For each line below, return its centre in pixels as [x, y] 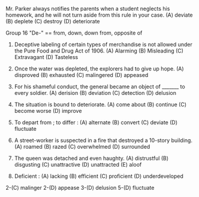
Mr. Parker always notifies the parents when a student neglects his [88, 9]
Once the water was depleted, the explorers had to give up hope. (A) [99, 69]
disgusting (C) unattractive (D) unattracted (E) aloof [78, 164]
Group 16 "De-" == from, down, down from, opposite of [74, 33]
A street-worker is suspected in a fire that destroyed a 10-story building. [103, 140]
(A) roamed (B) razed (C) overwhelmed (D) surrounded [82, 147]
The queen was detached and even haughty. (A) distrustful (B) [91, 158]
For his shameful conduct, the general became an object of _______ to [99, 87]
